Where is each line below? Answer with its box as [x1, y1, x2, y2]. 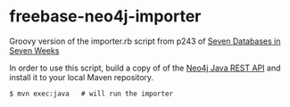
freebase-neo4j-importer [9, 6, 202, 27]
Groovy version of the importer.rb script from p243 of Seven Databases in [9, 36, 281, 46]
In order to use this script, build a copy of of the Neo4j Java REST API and [9, 62, 281, 73]
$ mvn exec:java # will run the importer [9, 89, 174, 98]
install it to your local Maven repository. [9, 71, 154, 82]
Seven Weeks [9, 45, 60, 55]
